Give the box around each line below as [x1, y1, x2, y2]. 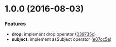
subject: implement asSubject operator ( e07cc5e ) [11, 36, 112, 42]
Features [4, 21, 26, 27]
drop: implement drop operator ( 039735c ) [11, 31, 96, 37]
